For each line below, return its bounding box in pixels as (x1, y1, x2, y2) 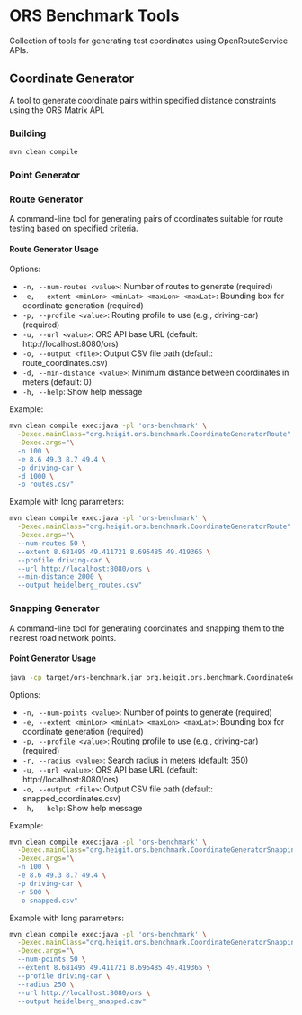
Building (9, 127, 47, 140)
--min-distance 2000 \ (17, 572, 102, 581)
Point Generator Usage (9, 653, 97, 663)
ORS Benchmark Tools (9, 5, 180, 26)
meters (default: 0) (22, 377, 93, 388)
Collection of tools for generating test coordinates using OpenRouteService (9, 35, 289, 46)
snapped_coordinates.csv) (22, 792, 121, 803)
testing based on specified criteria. (9, 223, 138, 234)
